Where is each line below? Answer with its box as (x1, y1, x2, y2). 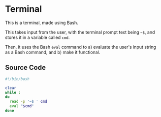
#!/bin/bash (5, 76, 30, 82)
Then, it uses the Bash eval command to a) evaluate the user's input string (5, 44, 157, 50)
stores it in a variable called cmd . (5, 34, 70, 40)
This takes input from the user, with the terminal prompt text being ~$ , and (5, 29, 155, 35)
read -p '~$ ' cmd (9, 99, 48, 104)
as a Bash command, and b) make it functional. (5, 49, 100, 55)
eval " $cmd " (9, 104, 34, 109)
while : (5, 90, 21, 95)
